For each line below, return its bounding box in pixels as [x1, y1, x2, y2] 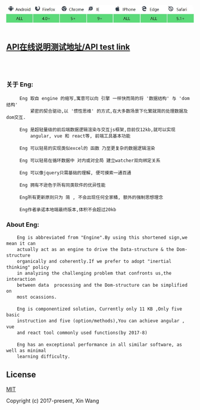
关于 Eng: [6, 80, 34, 89]
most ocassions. [17, 294, 58, 300]
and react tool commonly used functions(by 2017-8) [17, 330, 148, 336]
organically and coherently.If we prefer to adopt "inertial [17, 258, 171, 264]
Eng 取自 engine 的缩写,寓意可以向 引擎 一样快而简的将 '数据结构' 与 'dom [19, 95, 190, 101]
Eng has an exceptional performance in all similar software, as [17, 342, 183, 348]
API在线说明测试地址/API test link [6, 42, 130, 52]
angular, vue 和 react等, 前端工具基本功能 [30, 133, 131, 139]
